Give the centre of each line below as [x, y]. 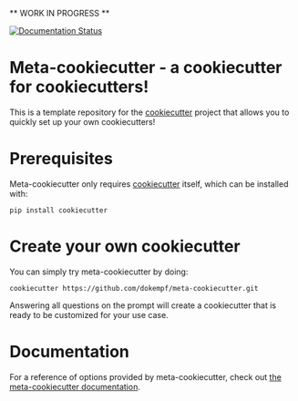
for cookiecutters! [79, 87]
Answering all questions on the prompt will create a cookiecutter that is [143, 305]
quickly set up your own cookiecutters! [82, 121]
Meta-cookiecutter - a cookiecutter [146, 68]
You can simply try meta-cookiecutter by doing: [99, 272]
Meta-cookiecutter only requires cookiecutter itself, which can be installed [149, 184]
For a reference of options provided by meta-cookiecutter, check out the [146, 376]
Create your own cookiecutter [125, 247]
